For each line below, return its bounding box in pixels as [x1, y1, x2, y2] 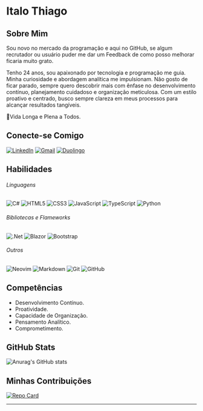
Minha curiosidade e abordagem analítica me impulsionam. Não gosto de [6, 76, 188, 82]
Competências [6, 283, 63, 293]
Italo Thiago [6, 4, 68, 18]
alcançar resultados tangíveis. [6, 101, 82, 109]
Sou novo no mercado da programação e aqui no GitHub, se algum [6, 44, 173, 52]
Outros [6, 247, 24, 254]
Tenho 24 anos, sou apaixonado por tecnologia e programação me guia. [6, 69, 186, 76]
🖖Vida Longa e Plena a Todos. [6, 113, 81, 120]
